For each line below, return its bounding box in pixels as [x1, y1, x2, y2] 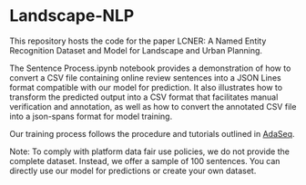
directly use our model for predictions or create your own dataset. [9, 165, 257, 176]
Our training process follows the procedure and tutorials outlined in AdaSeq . [9, 128, 295, 139]
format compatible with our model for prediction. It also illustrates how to [9, 82, 283, 92]
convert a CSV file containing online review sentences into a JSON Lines [9, 72, 281, 83]
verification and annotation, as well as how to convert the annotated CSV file [9, 101, 297, 112]
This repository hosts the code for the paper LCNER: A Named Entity [9, 35, 267, 46]
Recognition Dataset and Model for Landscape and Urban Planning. [9, 44, 262, 55]
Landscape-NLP [9, 5, 135, 26]
